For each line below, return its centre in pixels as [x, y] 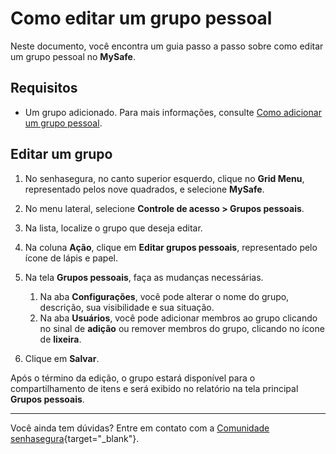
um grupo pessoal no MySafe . [73, 56]
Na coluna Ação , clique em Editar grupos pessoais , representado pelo [171, 247]
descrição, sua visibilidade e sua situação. [127, 307]
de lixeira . [60, 339]
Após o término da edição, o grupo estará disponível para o [133, 378]
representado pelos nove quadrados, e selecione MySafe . [144, 189]
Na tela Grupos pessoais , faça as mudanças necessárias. [144, 277]
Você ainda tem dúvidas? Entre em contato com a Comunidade [140, 428]
